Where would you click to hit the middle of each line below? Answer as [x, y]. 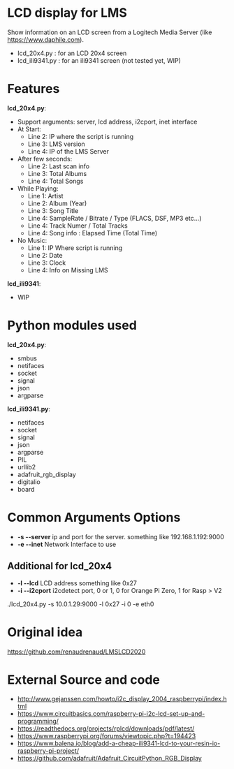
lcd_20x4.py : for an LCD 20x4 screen [72, 53]
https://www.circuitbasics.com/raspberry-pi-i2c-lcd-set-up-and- [111, 714]
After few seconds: [45, 159]
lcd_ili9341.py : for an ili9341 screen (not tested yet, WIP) [99, 60]
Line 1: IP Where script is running [75, 248]
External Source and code [84, 680]
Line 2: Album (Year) [57, 203]
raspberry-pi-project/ [48, 751]
